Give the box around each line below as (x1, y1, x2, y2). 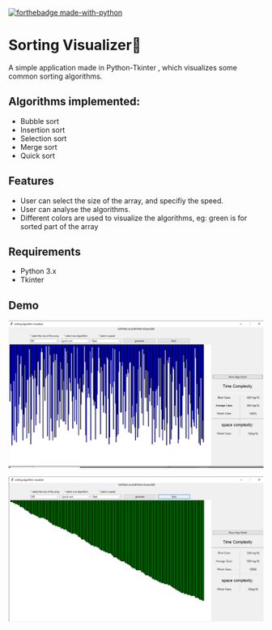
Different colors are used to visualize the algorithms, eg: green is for (19, 213, 248, 223)
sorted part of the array (19, 221, 99, 231)
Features (8, 174, 54, 188)
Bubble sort (19, 116, 59, 126)
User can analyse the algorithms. (19, 204, 131, 214)
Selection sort (19, 134, 67, 143)
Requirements (8, 245, 81, 258)
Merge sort (19, 142, 58, 151)
